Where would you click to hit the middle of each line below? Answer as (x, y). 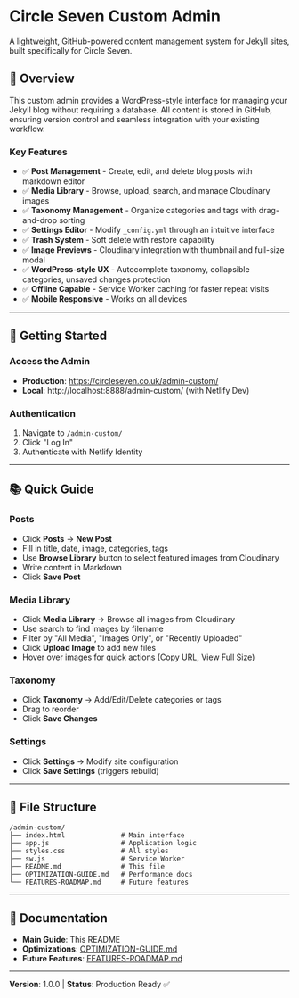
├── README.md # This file (87, 867)
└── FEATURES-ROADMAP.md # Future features (99, 882)
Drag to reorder (50, 709)
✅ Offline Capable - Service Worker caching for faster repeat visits (145, 289)
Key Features (39, 152)
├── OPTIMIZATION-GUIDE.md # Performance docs (101, 875)
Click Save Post (51, 577)
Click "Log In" (48, 443)
